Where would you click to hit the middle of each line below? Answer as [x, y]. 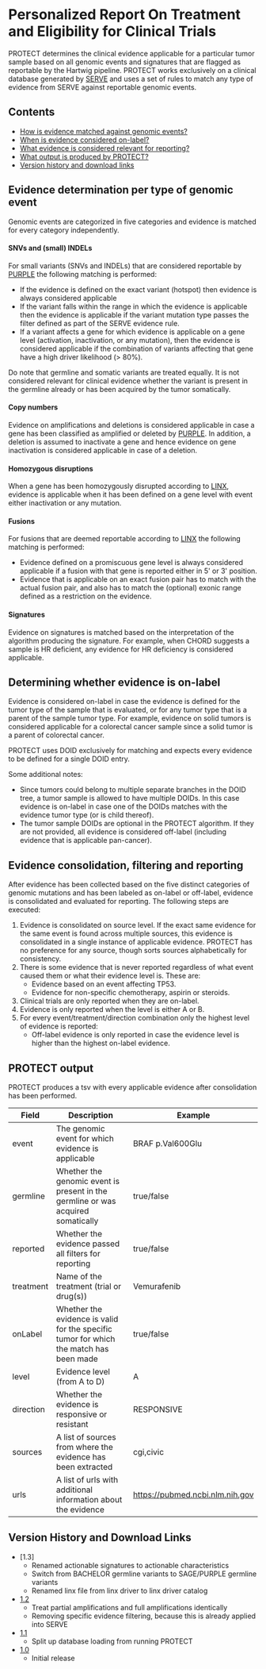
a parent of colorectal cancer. [56, 735]
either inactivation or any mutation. [65, 503]
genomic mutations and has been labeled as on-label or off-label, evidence [131, 893]
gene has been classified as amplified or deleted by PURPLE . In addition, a [129, 433]
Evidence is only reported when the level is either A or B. [112, 1009]
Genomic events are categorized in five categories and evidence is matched [133, 221]
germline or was [86, 1202]
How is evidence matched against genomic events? [104, 131]
